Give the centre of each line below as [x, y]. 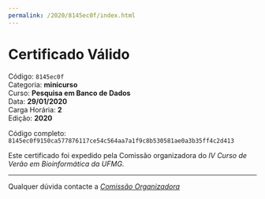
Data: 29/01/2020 [38, 101]
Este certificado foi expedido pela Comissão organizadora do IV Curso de [127, 155]
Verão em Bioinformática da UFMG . [66, 164]
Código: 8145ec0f [36, 76]
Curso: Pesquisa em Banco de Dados [69, 93]
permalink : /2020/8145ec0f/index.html [72, 15]
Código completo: [37, 133]
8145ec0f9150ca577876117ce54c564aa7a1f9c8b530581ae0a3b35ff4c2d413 [121, 141]
